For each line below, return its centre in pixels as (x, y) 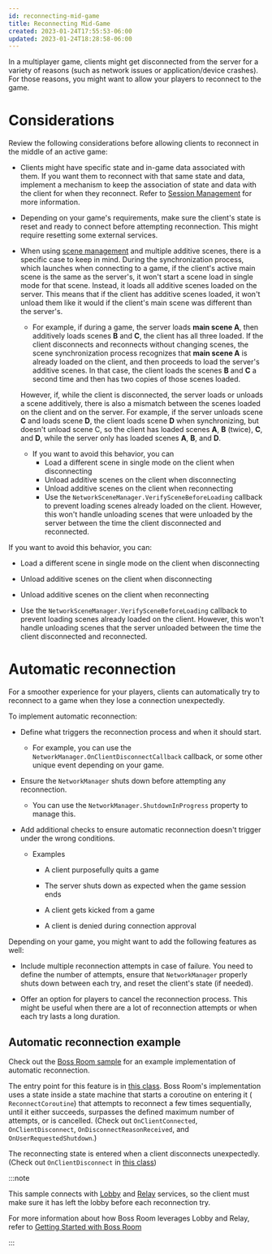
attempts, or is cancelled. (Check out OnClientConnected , (103, 1121)
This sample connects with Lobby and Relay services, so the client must (129, 1194)
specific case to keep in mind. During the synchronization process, (132, 260)
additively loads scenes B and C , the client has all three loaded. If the (148, 336)
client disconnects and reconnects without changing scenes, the (140, 345)
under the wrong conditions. (67, 838)
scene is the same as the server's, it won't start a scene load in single (136, 277)
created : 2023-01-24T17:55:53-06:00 (70, 31)
